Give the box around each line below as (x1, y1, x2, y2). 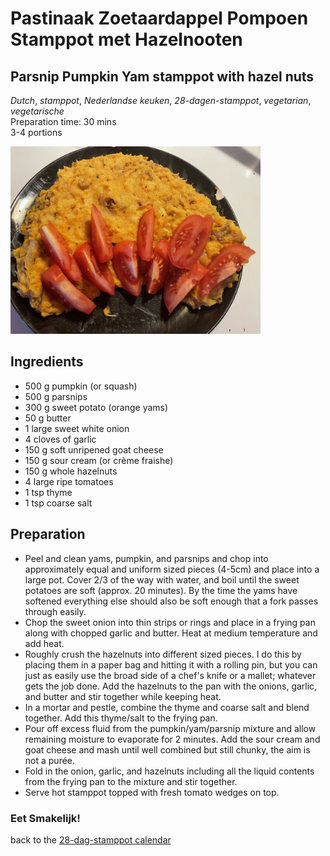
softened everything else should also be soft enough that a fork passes (24, 595, 319, 607)
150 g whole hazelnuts (24, 465, 118, 477)
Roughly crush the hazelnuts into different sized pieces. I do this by (24, 648, 302, 660)
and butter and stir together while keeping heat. (24, 690, 222, 702)
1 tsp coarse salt (24, 497, 93, 509)
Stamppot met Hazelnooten (10, 28, 243, 51)
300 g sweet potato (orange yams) (24, 401, 169, 413)
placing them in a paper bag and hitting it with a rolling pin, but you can (24, 658, 318, 671)
